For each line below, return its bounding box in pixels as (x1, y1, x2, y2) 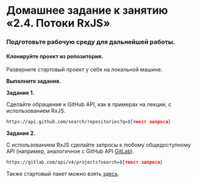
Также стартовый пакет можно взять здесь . (6, 170, 119, 178)
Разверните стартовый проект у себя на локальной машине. (6, 66, 163, 73)
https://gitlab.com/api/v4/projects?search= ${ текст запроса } (6, 160, 163, 166)
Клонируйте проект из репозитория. (6, 52, 104, 60)
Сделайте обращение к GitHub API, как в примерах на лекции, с (6, 101, 172, 108)
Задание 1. (6, 89, 35, 97)
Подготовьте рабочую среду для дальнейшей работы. (6, 38, 176, 46)
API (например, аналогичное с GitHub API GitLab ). (6, 148, 134, 155)
